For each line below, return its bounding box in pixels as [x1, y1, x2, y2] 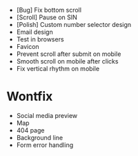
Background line [16, 133, 63, 142]
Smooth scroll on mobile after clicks [16, 57, 119, 65]
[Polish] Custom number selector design [16, 21, 132, 28]
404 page [16, 126, 45, 134]
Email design [16, 28, 53, 36]
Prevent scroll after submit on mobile [16, 50, 121, 58]
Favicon [16, 43, 39, 50]
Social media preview [16, 111, 78, 119]
